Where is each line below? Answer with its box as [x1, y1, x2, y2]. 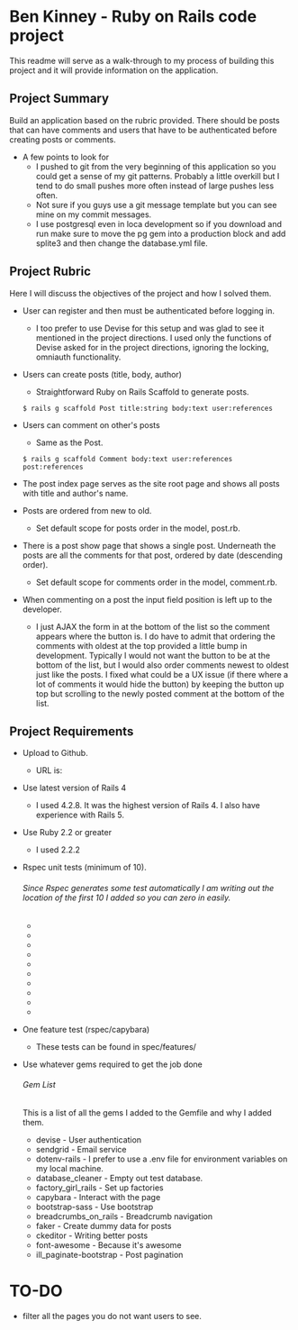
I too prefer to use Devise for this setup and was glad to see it [35, 323, 265, 333]
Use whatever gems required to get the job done [22, 1059, 203, 1070]
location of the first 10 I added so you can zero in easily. [22, 892, 231, 903]
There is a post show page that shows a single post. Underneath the [22, 540, 276, 551]
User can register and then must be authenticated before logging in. [22, 305, 275, 316]
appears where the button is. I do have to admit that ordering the [35, 631, 276, 642]
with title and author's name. [22, 487, 129, 498]
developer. [22, 604, 62, 615]
